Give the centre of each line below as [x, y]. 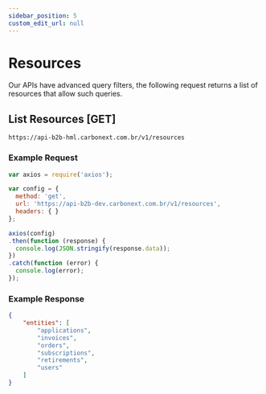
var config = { [34, 189]
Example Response [47, 298]
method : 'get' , [41, 197]
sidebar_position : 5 [43, 16]
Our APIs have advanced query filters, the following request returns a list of [133, 85]
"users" [50, 368]
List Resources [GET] [62, 119]
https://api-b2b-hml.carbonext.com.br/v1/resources [96, 137]
